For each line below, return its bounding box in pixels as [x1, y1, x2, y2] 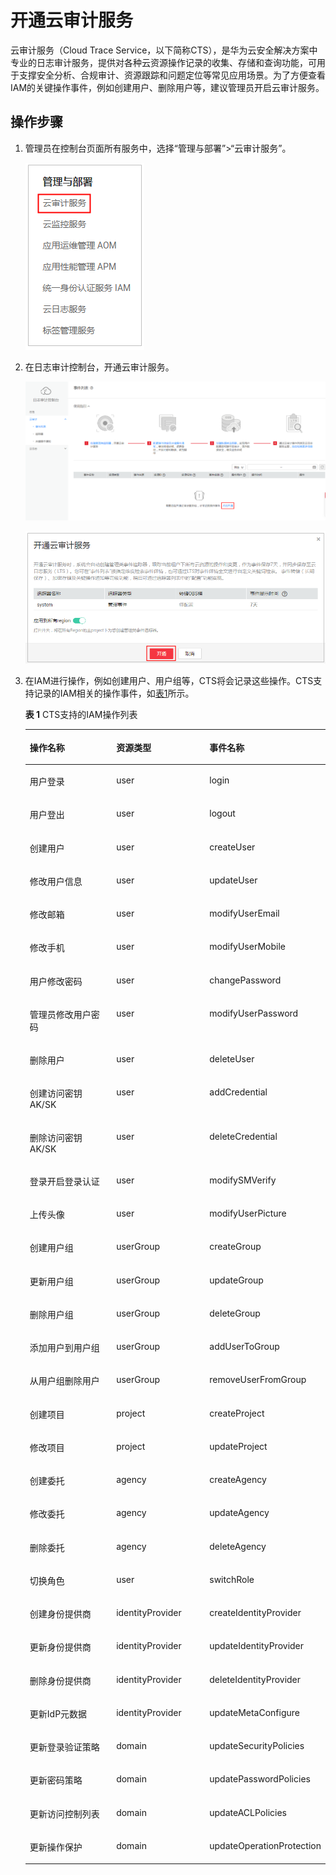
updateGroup [209, 1274, 264, 1286]
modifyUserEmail [209, 907, 280, 920]
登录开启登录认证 [29, 1175, 100, 1187]
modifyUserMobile [209, 941, 286, 953]
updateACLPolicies [209, 1806, 287, 1818]
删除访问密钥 [29, 1131, 83, 1143]
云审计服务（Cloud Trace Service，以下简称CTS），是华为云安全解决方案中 [10, 44, 318, 56]
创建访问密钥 [29, 1087, 83, 1100]
